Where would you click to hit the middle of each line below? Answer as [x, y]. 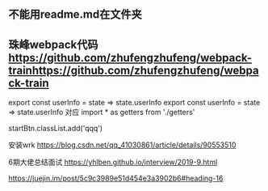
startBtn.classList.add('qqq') [56, 129]
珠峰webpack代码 [53, 44]
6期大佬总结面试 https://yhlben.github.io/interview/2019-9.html [113, 162]
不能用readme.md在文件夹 [75, 15]
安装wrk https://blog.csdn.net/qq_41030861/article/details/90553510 [122, 145]
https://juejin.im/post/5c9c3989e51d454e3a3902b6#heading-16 [116, 178]
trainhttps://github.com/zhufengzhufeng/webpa [134, 70]
